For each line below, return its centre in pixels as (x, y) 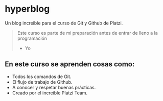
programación (32, 38)
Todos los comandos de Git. (42, 77)
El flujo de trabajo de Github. (42, 82)
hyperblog (27, 9)
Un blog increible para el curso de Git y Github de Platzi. (64, 23)
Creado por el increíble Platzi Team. (50, 93)
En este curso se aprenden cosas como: (70, 64)
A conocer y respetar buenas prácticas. (54, 87)
